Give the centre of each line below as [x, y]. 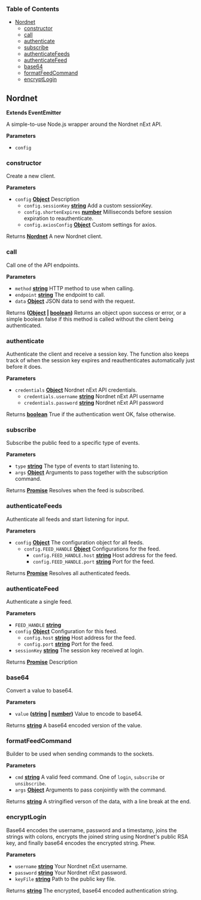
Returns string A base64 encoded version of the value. [74, 726]
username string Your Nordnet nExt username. [71, 866]
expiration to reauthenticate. [59, 218]
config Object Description [47, 199]
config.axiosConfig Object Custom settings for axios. [90, 225]
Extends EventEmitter [34, 113]
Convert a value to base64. [39, 691]
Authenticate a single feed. [39, 601]
